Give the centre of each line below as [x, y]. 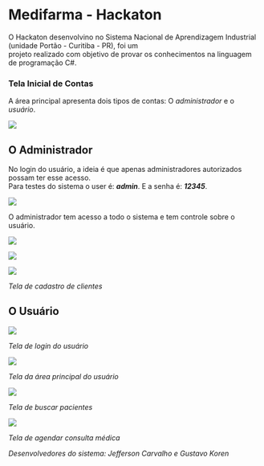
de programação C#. [43, 63]
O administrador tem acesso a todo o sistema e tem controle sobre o [122, 217]
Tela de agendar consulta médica [64, 437]
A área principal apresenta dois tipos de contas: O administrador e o [122, 101]
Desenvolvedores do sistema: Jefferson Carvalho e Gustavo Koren [119, 453]
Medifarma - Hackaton [85, 15]
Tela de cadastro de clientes [55, 286]
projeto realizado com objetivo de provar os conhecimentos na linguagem [130, 54]
